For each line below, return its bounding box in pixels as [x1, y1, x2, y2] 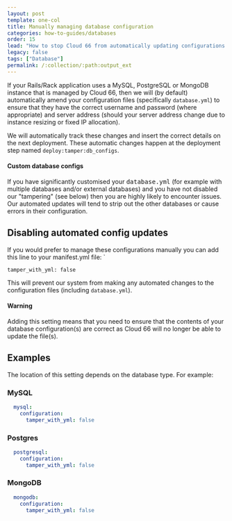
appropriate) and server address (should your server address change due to [7, 110, 226, 119]
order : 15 [7, 36, 36, 43]
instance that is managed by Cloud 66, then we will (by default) [7, 88, 188, 97]
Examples [7, 352, 51, 364]
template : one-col [7, 17, 60, 24]
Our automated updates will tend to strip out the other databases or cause [7, 199, 219, 208]
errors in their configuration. [7, 206, 88, 215]
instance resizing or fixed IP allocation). [7, 117, 120, 126]
